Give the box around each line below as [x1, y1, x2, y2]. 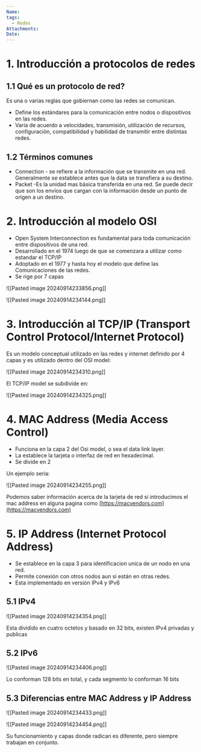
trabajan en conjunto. [6, 739, 59, 746]
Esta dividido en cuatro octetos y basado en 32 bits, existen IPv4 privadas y [6, 624, 194, 631]
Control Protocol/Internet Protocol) [6, 330, 185, 344]
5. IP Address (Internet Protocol [6, 527, 167, 540]
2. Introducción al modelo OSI [6, 215, 157, 228]
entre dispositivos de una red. [14, 240, 89, 248]
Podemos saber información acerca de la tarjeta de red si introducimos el [6, 493, 188, 500]
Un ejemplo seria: [6, 469, 50, 477]
